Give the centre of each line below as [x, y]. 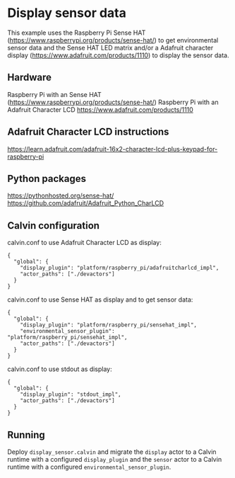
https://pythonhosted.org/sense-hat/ [61, 195]
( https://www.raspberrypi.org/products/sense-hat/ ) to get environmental [113, 40]
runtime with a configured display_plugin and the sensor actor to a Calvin [115, 459]
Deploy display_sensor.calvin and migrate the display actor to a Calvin [112, 452]
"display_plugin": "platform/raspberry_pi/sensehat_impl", [109, 325]
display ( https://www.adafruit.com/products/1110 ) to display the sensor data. [118, 55]
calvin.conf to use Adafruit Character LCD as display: [85, 243]
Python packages [47, 178]
